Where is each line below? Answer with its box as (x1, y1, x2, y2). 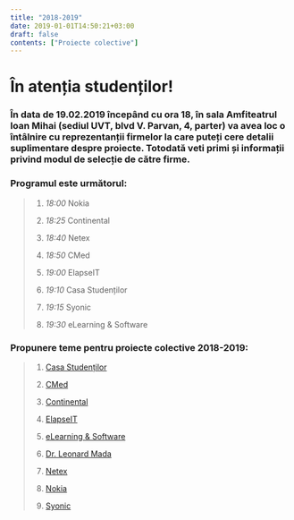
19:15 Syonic (45, 302, 92, 312)
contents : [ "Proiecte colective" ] (10, 38, 139, 47)
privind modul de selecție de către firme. (10, 153, 190, 166)
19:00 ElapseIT (45, 267, 101, 277)
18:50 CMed (45, 250, 90, 260)
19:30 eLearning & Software (45, 319, 148, 329)
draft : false (10, 30, 59, 38)
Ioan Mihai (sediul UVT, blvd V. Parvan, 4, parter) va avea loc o (10, 120, 286, 132)
